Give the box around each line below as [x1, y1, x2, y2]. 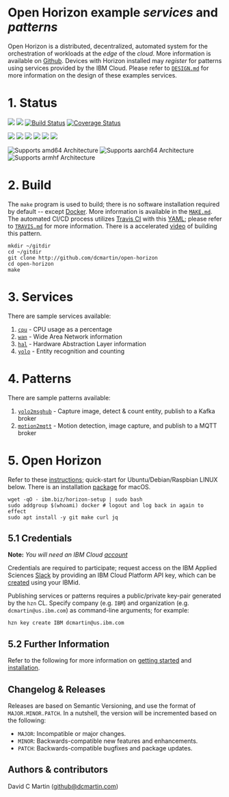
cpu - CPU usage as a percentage [17, 325, 112, 333]
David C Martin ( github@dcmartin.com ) [8, 782, 119, 790]
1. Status [8, 95, 57, 111]
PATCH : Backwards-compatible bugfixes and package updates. [17, 744, 193, 752]
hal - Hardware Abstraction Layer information [17, 339, 146, 347]
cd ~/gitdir [8, 248, 42, 255]
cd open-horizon [8, 260, 54, 267]
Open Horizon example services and [8, 5, 218, 21]
